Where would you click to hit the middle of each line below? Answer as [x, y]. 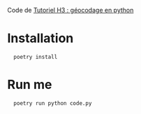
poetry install [36, 57]
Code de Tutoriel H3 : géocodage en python [70, 10]
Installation [40, 38]
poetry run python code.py [53, 103]
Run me [30, 85]
